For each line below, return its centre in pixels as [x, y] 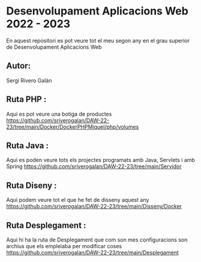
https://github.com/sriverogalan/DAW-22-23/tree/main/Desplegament [92, 252]
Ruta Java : [28, 145]
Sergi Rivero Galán [29, 80]
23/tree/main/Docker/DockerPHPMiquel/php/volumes [73, 126]
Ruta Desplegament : [46, 225]
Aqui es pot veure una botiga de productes [59, 114]
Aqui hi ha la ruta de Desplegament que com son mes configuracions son [97, 240]
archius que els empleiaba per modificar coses [64, 246]
